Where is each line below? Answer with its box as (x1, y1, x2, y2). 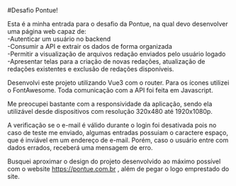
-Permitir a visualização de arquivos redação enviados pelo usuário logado (7, 50, 226, 58)
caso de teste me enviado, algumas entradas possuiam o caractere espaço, (7, 129, 229, 136)
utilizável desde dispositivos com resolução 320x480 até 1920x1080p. (7, 107, 213, 115)
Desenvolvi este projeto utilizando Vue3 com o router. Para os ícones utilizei (7, 79, 230, 87)
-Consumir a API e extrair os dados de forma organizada (7, 42, 172, 50)
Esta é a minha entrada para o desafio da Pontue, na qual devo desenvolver (7, 20, 228, 28)
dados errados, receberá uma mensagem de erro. (7, 144, 154, 151)
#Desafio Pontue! (7, 6, 58, 14)
